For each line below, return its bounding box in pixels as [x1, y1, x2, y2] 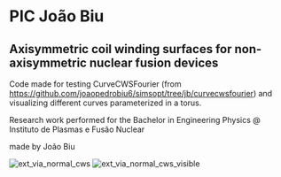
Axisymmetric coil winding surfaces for [9, 42, 232, 57]
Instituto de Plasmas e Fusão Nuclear [9, 124, 145, 135]
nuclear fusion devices [89, 55, 219, 70]
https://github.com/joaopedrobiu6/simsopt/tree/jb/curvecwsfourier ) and [9, 88, 273, 98]
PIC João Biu [9, 6, 105, 27]
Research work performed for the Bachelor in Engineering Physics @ [9, 115, 261, 125]
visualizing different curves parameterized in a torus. [9, 97, 202, 108]
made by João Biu [9, 142, 75, 151]
